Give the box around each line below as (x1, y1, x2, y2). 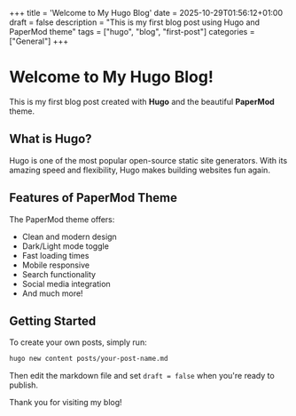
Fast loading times (21, 250, 90, 260)
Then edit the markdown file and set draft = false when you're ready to (9, 371, 275, 381)
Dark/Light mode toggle (21, 240, 109, 252)
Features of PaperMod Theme (9, 190, 177, 205)
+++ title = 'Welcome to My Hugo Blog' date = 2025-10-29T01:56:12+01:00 (9, 8, 284, 18)
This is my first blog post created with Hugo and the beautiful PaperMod (9, 96, 275, 107)
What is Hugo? (9, 132, 92, 147)
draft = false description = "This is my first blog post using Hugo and (9, 17, 260, 28)
